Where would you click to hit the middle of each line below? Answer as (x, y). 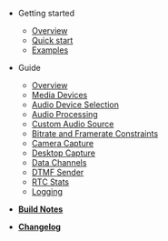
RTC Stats (50, 182)
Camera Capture (62, 143)
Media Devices (59, 95)
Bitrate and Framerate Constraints (95, 134)
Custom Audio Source (73, 124)
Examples (50, 50)
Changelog (40, 227)
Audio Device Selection (75, 105)
